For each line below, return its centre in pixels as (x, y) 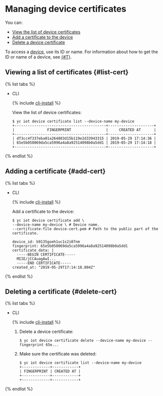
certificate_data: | (33, 250)
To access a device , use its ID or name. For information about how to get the (81, 52)
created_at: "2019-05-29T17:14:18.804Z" (54, 267)
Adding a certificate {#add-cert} (55, 171)
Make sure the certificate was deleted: (58, 354)
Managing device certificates (66, 9)
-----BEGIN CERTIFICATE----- (46, 255)
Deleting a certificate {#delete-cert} (61, 291)
